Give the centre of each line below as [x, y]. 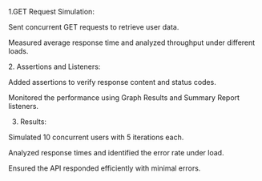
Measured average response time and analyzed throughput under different [132, 42]
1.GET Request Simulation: [51, 12]
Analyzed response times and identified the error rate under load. [116, 153]
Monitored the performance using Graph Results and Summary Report [124, 98]
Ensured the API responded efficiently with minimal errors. [105, 168]
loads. [18, 51]
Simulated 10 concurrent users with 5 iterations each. [96, 137]
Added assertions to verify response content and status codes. [112, 82]
